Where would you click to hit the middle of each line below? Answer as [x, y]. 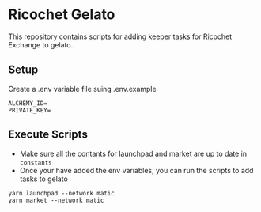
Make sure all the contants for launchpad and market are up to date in [133, 153]
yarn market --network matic [56, 200]
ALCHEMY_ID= [28, 103]
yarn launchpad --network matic [61, 193]
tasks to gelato [44, 179]
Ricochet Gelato [62, 15]
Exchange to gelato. [41, 44]
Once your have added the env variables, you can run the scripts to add [136, 170]
